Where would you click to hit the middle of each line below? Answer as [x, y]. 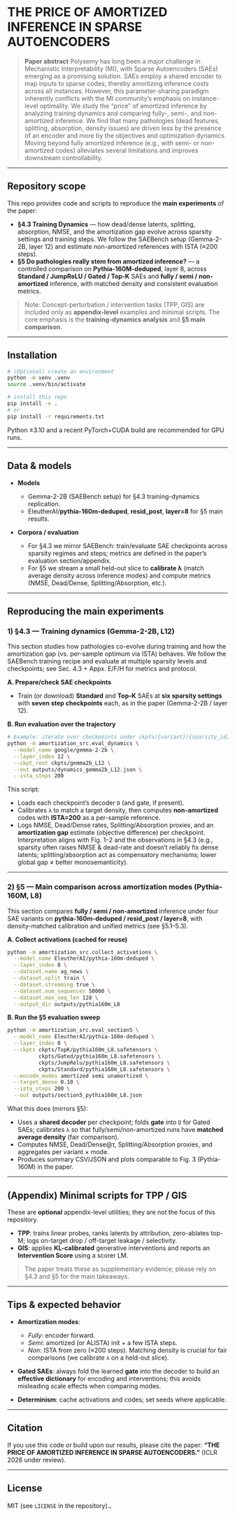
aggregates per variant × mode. [63, 1152]
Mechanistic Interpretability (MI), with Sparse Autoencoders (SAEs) [121, 69]
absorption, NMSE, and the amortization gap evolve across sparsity [114, 231]
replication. [44, 503]
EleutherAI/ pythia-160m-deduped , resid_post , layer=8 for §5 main [125, 511]
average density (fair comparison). [68, 1137]
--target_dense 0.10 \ [47, 1082]
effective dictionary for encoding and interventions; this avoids [109, 1379]
